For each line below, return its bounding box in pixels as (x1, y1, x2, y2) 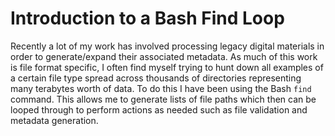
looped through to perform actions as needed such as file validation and (10, 103, 308, 116)
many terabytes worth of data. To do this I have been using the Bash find (10, 82, 312, 94)
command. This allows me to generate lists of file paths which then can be (10, 93, 317, 105)
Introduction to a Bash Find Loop (10, 7, 285, 30)
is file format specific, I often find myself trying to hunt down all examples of (10, 61, 324, 73)
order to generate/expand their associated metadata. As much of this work (10, 50, 318, 62)
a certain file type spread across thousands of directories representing (10, 72, 302, 84)
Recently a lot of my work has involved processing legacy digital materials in (10, 40, 325, 52)
